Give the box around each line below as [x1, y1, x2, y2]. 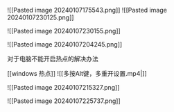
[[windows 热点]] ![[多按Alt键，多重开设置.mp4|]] [7, 70, 147, 77]
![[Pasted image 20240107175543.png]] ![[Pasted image [7, 6, 168, 14]
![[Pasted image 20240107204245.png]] [7, 40, 123, 48]
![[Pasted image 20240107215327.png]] [7, 83, 120, 91]
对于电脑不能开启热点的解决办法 [7, 55, 98, 63]
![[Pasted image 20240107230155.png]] [7, 27, 121, 35]
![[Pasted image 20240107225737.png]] [7, 97, 121, 105]
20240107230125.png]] [7, 13, 74, 22]
